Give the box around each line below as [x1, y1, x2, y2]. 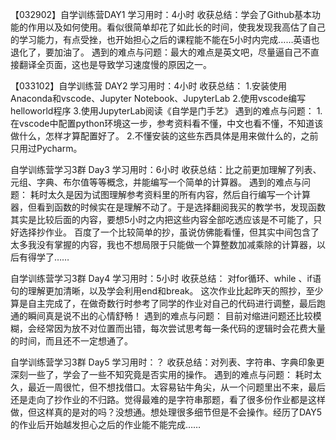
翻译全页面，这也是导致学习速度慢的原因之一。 [18, 59, 212, 70]
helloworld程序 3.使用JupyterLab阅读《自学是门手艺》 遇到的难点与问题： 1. [10, 105, 323, 117]
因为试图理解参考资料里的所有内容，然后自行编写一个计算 [73, 189, 311, 200]
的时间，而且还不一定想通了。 [10, 335, 133, 347]
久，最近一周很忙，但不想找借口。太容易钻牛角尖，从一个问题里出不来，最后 [10, 381, 326, 393]
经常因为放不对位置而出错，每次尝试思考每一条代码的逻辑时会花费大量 [36, 323, 326, 334]
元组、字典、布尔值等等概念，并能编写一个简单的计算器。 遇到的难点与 [10, 176, 302, 188]
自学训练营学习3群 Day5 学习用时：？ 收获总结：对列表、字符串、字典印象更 [10, 356, 325, 368]
